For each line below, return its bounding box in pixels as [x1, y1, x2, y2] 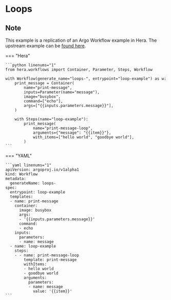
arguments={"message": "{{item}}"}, [32, 130, 111, 135]
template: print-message [24, 257, 77, 262]
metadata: [5, 176, 27, 181]
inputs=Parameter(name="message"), [24, 90, 100, 95]
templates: [10, 194, 33, 199]
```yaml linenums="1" [5, 163, 52, 168]
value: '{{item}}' [32, 289, 72, 294]
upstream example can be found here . [5, 43, 86, 49]
